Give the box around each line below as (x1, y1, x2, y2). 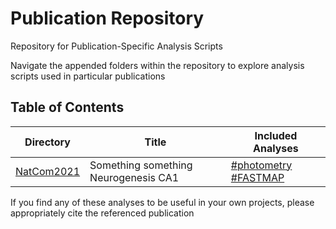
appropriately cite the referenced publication (10, 207, 195, 219)
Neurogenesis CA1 (89, 170, 180, 184)
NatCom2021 (15, 164, 81, 178)
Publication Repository (10, 7, 205, 30)
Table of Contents (10, 99, 125, 116)
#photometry (230, 158, 293, 172)
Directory (24, 135, 71, 149)
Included (254, 128, 298, 142)
